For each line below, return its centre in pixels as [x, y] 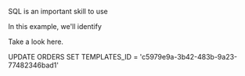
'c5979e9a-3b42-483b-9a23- [189, 57]
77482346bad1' [33, 65]
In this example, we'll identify [55, 26]
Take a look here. [36, 42]
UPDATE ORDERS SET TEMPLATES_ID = [73, 57]
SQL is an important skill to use [58, 11]
